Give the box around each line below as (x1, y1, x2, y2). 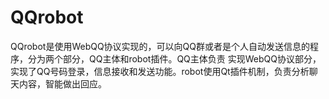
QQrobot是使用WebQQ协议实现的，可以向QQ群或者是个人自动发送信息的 (10, 40, 311, 52)
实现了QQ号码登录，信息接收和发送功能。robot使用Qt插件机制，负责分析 (10, 65, 310, 77)
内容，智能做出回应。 (18, 77, 107, 90)
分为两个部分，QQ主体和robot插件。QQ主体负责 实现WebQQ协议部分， (27, 52, 322, 65)
